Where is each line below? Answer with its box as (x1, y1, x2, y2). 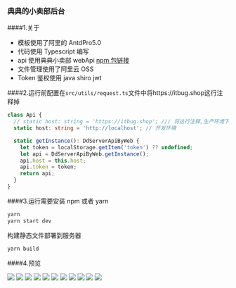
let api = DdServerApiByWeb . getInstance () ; (20, 150, 150, 158)
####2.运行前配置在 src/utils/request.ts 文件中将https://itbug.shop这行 (7, 89, 217, 97)
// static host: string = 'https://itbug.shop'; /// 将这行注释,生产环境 (13, 118, 225, 125)
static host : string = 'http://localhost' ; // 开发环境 (13, 125, 177, 132)
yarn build (7, 245, 39, 252)
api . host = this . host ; (20, 157, 86, 164)
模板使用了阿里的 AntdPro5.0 (17, 39, 102, 47)
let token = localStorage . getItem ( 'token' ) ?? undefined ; (20, 144, 193, 151)
